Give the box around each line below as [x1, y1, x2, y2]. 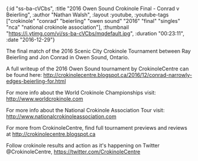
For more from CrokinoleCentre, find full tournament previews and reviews [6, 125, 187, 131]
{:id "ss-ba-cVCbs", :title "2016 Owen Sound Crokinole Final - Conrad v [6, 5, 180, 12]
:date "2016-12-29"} [6, 36, 55, 43]
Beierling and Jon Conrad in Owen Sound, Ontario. [6, 54, 129, 61]
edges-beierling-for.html [6, 78, 66, 85]
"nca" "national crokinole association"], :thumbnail [6, 24, 129, 31]
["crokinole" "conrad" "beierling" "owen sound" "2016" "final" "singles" [6, 18, 180, 24]
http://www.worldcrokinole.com [6, 95, 83, 102]
